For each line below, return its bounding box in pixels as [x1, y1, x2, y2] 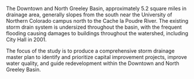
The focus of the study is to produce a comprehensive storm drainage [6, 47, 175, 54]
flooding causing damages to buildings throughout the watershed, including [6, 30, 189, 37]
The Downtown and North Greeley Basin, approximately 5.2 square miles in [6, 5, 187, 12]
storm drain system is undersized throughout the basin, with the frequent [6, 23, 182, 30]
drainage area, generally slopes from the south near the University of [6, 11, 172, 18]
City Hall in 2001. [6, 36, 47, 43]
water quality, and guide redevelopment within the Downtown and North [6, 60, 179, 67]
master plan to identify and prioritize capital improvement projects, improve [6, 54, 187, 60]
